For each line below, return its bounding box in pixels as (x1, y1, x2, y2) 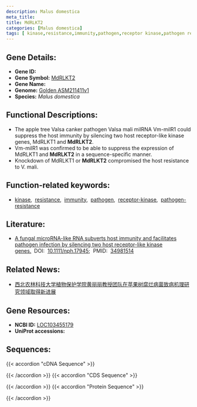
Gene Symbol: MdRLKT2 (14, 74, 76, 81)
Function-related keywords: (6, 180, 110, 190)
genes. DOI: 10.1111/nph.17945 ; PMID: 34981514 (14, 247, 134, 254)
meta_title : (6, 14, 35, 20)
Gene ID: (14, 68, 36, 75)
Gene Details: (6, 52, 57, 62)
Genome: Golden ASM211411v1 (14, 87, 89, 94)
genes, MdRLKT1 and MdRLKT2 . (14, 138, 94, 145)
